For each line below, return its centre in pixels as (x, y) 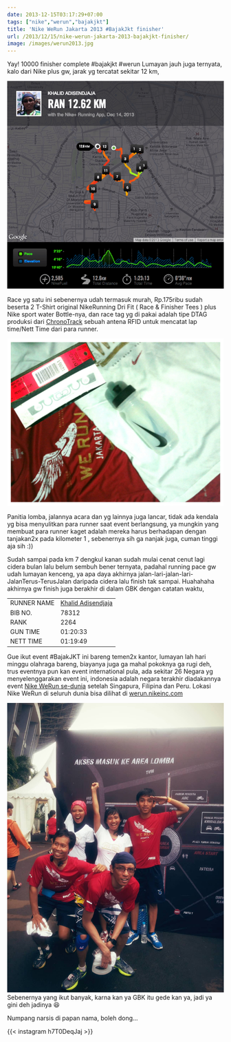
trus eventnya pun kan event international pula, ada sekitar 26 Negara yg (110, 671)
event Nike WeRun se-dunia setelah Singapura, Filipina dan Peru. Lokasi (109, 686)
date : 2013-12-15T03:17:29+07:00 (55, 14)
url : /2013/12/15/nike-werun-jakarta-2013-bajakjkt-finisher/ (98, 37)
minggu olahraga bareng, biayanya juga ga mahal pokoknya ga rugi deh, (109, 664)
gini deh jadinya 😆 (34, 1004)
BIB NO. (21, 613)
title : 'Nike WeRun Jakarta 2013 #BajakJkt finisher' (86, 29)
